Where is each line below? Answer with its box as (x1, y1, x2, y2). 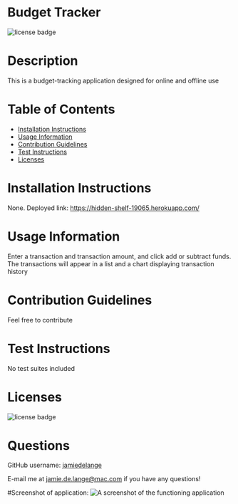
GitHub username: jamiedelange (7, 461, 102, 470)
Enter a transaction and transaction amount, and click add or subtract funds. (7, 252, 232, 261)
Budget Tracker (7, 4, 101, 21)
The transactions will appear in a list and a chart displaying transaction (7, 259, 215, 268)
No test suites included (7, 364, 76, 372)
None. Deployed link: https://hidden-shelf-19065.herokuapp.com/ (7, 204, 200, 212)
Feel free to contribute (7, 315, 73, 324)
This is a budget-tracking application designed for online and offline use (7, 76, 219, 85)
